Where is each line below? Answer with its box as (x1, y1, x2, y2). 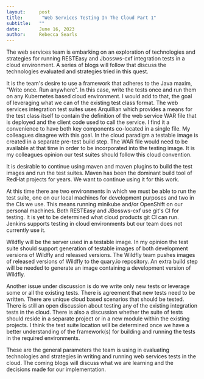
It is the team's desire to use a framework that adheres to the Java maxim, (6, 80, 192, 87)
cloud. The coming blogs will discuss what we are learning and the (6, 359, 174, 367)
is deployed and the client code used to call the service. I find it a (6, 118, 170, 126)
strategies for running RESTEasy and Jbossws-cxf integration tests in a (6, 55, 185, 62)
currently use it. (6, 226, 46, 234)
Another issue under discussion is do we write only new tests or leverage (6, 283, 190, 290)
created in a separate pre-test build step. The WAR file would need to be (6, 138, 188, 145)
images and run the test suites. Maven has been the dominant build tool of (6, 169, 193, 177)
